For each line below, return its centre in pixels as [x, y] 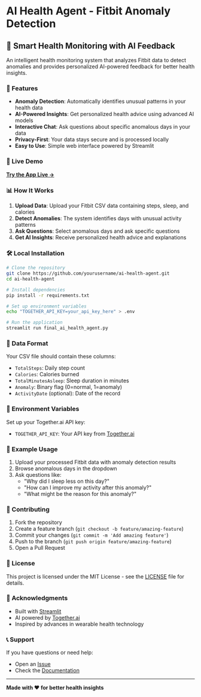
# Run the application [34, 322]
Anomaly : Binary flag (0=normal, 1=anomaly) [68, 387]
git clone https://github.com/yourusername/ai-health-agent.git [88, 273]
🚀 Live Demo [25, 162]
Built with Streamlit [38, 611]
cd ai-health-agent [31, 279]
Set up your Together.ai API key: [46, 422]
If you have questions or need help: [50, 653]
